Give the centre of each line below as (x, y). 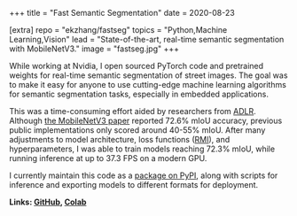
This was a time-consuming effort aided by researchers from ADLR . (133, 111)
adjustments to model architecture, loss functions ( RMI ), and (120, 139)
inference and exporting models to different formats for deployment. (134, 185)
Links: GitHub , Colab (48, 202)
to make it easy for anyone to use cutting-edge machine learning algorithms (148, 85)
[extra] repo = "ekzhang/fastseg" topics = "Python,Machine (118, 30)
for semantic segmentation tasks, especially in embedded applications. (139, 94)
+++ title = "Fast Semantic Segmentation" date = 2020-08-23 (122, 13)
